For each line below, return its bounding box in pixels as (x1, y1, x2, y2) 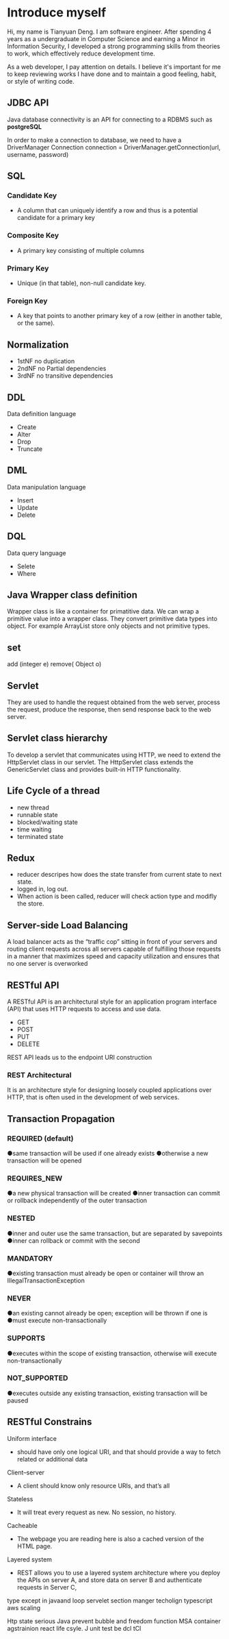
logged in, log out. (16, 885, 68, 893)
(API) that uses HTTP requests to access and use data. (7, 1005, 162, 1013)
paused (7, 1396, 29, 1405)
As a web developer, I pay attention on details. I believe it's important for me (7, 62, 221, 71)
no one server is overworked (7, 960, 88, 968)
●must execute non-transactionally (7, 1316, 107, 1324)
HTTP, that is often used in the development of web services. (7, 1093, 180, 1102)
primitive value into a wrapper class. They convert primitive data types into (7, 615, 217, 623)
